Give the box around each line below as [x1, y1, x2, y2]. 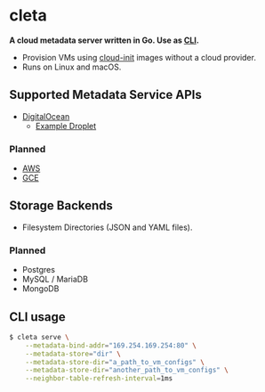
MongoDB [21, 283, 60, 294]
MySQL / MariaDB [21, 274, 89, 285]
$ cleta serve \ [9, 332, 69, 341]
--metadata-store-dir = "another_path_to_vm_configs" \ [25, 366, 229, 375]
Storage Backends [9, 198, 114, 214]
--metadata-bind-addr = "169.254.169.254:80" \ [25, 340, 197, 350]
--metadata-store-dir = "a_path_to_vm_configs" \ [25, 357, 205, 366]
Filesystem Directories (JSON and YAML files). [21, 222, 193, 233]
